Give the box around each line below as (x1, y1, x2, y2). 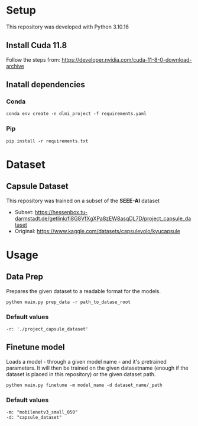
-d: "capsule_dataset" (6, 415, 62, 421)
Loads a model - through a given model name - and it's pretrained (6, 358, 167, 365)
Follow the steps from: (6, 56, 61, 63)
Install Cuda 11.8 (6, 40, 67, 50)
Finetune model (6, 342, 65, 352)
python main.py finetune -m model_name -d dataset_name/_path (6, 382, 163, 388)
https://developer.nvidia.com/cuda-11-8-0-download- (61, 56, 192, 63)
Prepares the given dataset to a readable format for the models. (6, 287, 161, 294)
